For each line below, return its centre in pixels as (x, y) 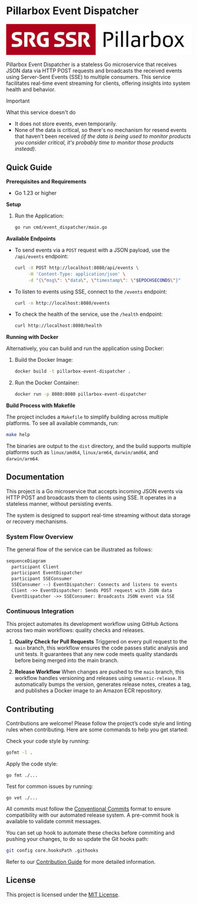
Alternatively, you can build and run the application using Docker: (85, 348)
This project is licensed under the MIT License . (63, 895)
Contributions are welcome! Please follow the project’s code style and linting (99, 724)
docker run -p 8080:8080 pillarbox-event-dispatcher (81, 394)
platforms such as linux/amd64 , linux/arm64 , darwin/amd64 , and (82, 452)
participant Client (35, 567)
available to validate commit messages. (54, 821)
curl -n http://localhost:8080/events (62, 303)
